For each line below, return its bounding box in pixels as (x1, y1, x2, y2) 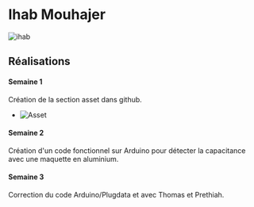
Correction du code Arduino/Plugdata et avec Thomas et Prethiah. (8, 190, 225, 199)
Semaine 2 (8, 128, 44, 138)
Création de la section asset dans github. (8, 94, 143, 104)
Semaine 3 (8, 172, 44, 182)
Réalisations (8, 55, 71, 68)
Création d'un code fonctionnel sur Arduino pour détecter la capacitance (8, 145, 246, 155)
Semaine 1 (8, 77, 43, 86)
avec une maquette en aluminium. (8, 154, 119, 163)
